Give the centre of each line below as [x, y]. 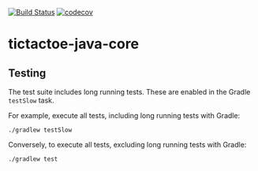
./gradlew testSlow [40, 130]
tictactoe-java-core [74, 44]
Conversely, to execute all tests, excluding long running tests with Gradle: [127, 145]
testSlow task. [31, 100]
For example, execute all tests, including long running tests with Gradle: [124, 115]
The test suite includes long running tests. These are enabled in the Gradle [129, 92]
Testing [27, 73]
